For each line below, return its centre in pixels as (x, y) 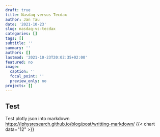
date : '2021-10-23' (26, 24)
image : (12, 67)
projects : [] (19, 86)
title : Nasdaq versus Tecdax (36, 15)
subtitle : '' (19, 43)
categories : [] (21, 34)
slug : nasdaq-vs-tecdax (31, 29)
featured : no (19, 62)
